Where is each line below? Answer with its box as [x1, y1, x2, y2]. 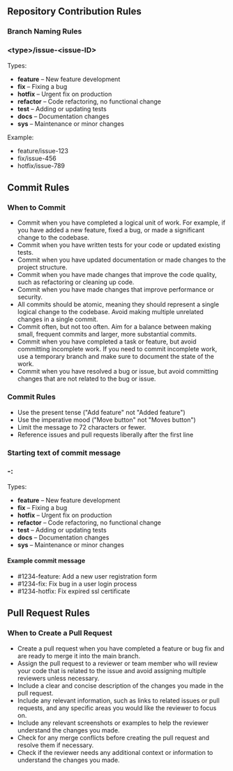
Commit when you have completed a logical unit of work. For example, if [17, 218, 225, 227]
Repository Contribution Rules [7, 6, 142, 17]
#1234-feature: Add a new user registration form [17, 572, 157, 581]
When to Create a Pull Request [7, 628, 113, 638]
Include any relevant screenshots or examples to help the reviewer [17, 719, 209, 727]
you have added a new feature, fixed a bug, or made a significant [17, 226, 205, 234]
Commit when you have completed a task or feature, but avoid [17, 337, 197, 346]
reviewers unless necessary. [17, 674, 100, 682]
